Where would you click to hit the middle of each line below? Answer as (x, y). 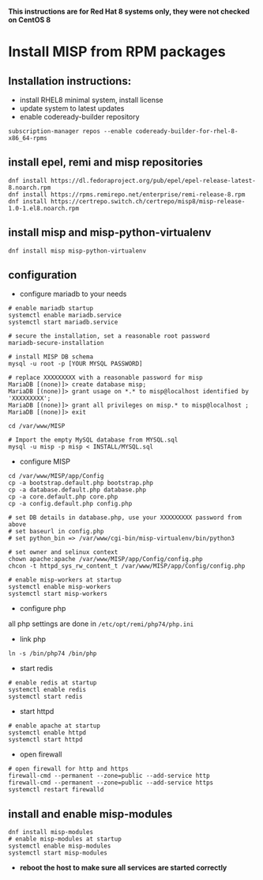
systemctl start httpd (45, 740)
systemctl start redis (45, 697)
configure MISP (45, 461)
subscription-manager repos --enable (70, 131)
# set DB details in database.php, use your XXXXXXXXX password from (125, 518)
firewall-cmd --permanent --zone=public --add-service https (111, 783)
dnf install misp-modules (51, 833)
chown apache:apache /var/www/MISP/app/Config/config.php (105, 559)
